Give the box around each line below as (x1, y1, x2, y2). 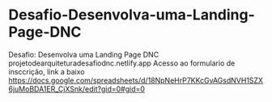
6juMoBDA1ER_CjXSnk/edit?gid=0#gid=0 (8, 83, 146, 94)
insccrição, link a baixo (8, 66, 85, 76)
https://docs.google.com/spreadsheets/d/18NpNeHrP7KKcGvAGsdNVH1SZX (8, 75, 264, 85)
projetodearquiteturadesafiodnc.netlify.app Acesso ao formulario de (8, 58, 236, 68)
